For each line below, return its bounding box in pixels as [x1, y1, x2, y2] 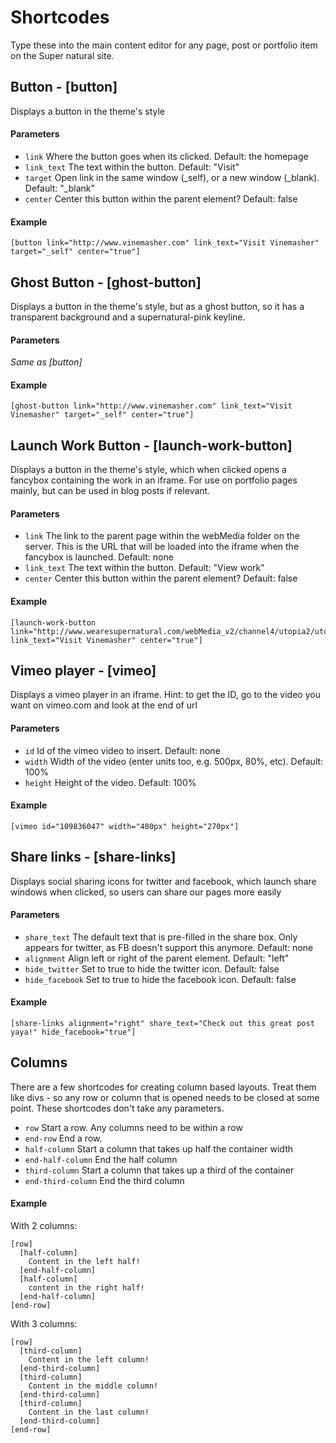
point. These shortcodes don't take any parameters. [10, 1102, 225, 1114]
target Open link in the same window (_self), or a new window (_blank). [24, 171, 320, 183]
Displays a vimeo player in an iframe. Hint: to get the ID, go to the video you [10, 689, 321, 701]
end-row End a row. [24, 1132, 103, 1144]
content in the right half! [28, 1283, 145, 1293]
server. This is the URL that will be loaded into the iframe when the [24, 541, 300, 553]
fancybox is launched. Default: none [24, 551, 174, 563]
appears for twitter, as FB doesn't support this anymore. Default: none [24, 941, 314, 953]
